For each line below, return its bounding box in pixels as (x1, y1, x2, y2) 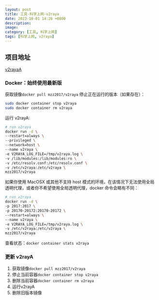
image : (5, 25, 18, 30)
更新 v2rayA (5, 253, 34, 260)
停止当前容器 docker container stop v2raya (12, 271, 99, 277)
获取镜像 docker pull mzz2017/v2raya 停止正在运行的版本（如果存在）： (5, 91, 145, 97)
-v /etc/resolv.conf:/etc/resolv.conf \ (5, 160, 88, 165)
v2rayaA (5, 66, 22, 72)
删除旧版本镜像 (12, 289, 42, 296)
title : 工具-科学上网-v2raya (5, 12, 59, 16)
